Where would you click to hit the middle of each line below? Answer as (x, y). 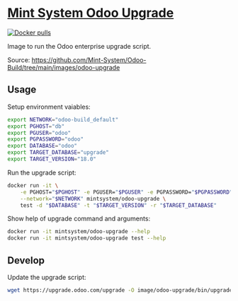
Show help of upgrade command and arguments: (79, 219)
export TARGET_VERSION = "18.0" (52, 159)
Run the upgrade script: (42, 172)
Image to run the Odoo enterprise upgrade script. (79, 46)
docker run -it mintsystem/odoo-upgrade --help (79, 232)
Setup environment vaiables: (49, 107)
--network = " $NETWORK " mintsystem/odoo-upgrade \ (93, 199)
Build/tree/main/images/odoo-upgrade (64, 67)
